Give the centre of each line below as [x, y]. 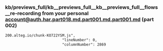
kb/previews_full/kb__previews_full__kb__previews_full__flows [81, 7]
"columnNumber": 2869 [84, 45]
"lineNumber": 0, [80, 40]
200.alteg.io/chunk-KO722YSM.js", [40, 35]
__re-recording [23, 13]
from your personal [65, 13]
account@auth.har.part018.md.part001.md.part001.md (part [80, 19]
